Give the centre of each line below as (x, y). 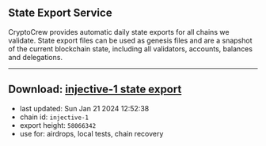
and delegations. (36, 57)
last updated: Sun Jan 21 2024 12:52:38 (84, 108)
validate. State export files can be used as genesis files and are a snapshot (130, 40)
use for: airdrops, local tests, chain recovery (91, 133)
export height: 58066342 (58, 125)
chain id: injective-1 (54, 117)
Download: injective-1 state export (95, 90)
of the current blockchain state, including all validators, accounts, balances (131, 49)
